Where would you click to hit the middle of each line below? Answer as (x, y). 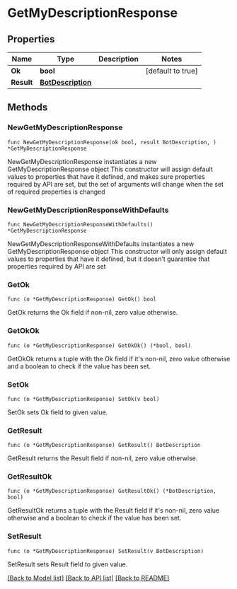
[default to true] (172, 71)
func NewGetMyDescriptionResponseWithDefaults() (80, 224)
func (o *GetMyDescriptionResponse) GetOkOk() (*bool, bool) (99, 345)
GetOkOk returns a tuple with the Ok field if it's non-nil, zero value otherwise (119, 358)
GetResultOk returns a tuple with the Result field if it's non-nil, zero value (114, 511)
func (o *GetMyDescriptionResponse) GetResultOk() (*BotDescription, (112, 491)
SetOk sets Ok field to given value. (58, 412)
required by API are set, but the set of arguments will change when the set (116, 184)
